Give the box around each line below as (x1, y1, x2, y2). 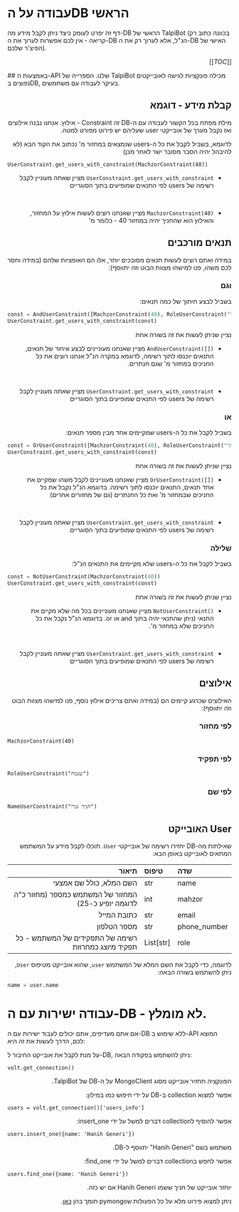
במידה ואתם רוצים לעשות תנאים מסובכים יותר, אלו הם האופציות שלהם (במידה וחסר (6, 255, 232, 264)
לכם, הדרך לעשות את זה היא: (7, 1037, 85, 1046)
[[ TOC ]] (209, 57, 232, 65)
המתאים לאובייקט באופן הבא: (152, 849, 232, 858)
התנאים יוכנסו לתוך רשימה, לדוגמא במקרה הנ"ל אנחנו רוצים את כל (36, 351, 214, 360)
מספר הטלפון (96, 922, 137, 932)
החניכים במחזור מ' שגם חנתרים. (127, 359, 214, 368)
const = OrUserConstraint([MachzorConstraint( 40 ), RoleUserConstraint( (7, 442, 224, 449)
